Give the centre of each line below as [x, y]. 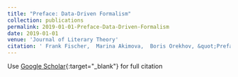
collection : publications [45, 20]
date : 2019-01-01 [33, 33]
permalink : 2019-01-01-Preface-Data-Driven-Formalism [89, 27]
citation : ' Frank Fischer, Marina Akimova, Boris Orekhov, [101, 46]
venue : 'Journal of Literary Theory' [63, 40]
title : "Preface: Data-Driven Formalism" [69, 14]
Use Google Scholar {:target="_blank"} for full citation [85, 66]
